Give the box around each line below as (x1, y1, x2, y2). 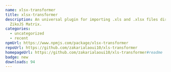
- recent (10, 36, 28, 41)
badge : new (5, 54, 28, 60)
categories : (5, 26, 31, 31)
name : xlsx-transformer (5, 7, 56, 13)
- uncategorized (10, 31, 44, 36)
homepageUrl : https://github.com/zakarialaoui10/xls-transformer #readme (5, 50, 163, 55)
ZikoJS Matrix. (10, 21, 42, 27)
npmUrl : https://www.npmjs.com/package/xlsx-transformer (5, 41, 129, 46)
